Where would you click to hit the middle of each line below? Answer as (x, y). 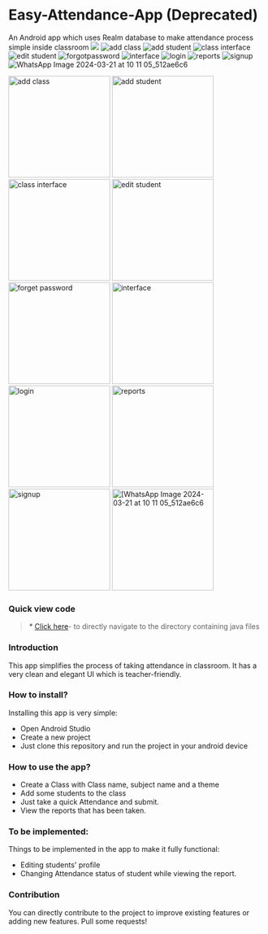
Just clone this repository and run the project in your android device (134, 745)
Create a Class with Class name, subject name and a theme (119, 785)
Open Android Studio (55, 728)
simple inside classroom (49, 47)
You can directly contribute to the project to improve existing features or (129, 912)
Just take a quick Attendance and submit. (90, 802)
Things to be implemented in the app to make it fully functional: (114, 849)
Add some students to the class (73, 793)
